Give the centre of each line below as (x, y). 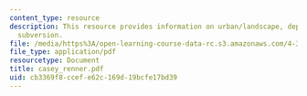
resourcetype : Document (55, 60)
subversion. (41, 35)
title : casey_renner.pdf (57, 69)
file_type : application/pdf (63, 52)
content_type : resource (55, 18)
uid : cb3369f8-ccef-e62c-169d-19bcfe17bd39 (94, 78)
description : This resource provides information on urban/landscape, (147, 27)
